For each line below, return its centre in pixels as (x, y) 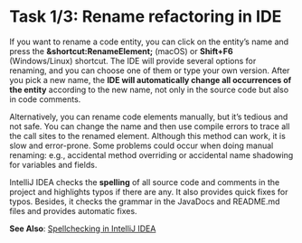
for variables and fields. (53, 164)
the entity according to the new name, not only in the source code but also (149, 89)
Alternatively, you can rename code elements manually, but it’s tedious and (149, 117)
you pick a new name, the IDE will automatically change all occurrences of (151, 79)
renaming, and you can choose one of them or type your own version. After (150, 70)
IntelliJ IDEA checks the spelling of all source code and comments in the (145, 182)
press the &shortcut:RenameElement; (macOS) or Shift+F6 (121, 51)
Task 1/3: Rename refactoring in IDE (146, 17)
